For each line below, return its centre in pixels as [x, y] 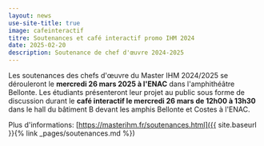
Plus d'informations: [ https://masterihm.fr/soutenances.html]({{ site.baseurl [133, 125]
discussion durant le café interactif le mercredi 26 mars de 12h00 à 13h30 [132, 101]
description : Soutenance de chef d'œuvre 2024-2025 [96, 53]
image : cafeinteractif [46, 30]
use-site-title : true [44, 23]
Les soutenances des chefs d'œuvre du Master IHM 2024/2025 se [118, 75]
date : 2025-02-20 [37, 45]
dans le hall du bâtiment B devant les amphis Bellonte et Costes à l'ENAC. [129, 109]
